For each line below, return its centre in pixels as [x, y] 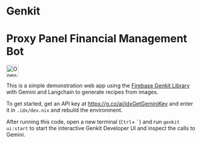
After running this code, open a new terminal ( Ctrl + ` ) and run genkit [93, 122]
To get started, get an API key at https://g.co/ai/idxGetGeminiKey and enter [100, 104]
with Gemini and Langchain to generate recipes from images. [82, 92]
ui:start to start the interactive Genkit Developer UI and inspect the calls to [101, 129]
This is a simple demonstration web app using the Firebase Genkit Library [98, 86]
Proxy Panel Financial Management [97, 39]
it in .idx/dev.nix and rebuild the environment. [64, 110]
